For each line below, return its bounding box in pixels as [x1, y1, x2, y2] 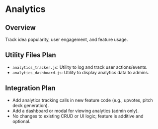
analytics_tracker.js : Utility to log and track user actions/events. [12, 64, 148, 70]
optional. [12, 118, 31, 124]
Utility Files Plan [5, 51, 56, 59]
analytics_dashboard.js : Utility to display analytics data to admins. [12, 69, 149, 75]
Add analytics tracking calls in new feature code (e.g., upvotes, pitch [12, 97, 153, 103]
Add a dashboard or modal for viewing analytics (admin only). [12, 108, 139, 114]
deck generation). [12, 102, 49, 108]
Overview [5, 23, 36, 32]
